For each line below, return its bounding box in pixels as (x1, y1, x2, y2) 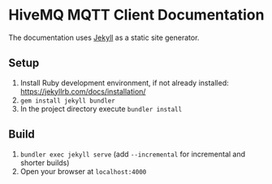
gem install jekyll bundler (19, 96, 115, 105)
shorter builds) (19, 157, 70, 168)
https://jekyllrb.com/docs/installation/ (19, 86, 146, 96)
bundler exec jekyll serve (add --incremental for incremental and (19, 149, 246, 159)
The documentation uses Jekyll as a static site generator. (8, 33, 200, 42)
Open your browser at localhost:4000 (19, 166, 147, 176)
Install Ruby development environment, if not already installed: (19, 77, 229, 87)
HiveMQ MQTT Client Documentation (8, 6, 265, 24)
